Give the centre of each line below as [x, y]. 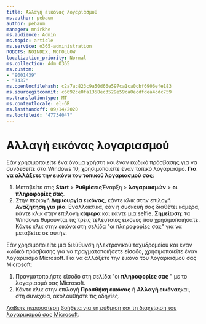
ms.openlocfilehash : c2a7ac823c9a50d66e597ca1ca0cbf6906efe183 [89, 87]
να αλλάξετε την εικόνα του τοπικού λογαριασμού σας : [81, 175]
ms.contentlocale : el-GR [38, 103]
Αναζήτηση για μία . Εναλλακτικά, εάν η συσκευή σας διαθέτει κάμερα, [107, 207]
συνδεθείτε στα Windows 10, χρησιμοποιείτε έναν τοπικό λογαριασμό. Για [101, 169]
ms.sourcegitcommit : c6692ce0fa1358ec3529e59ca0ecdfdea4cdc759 [89, 92]
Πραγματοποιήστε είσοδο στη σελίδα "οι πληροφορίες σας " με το [101, 277]
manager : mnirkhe [29, 29]
